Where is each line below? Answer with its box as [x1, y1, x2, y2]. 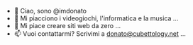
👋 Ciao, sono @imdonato [13, 7, 87, 15]
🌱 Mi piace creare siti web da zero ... [13, 22, 121, 30]
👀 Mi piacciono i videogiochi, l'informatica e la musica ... [13, 14, 179, 22]
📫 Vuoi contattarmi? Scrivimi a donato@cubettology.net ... [13, 30, 187, 38]
